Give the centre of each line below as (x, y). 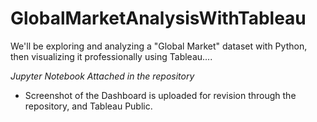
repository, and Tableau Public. (88, 106)
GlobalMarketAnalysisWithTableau (158, 18)
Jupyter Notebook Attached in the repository (102, 76)
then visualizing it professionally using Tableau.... (111, 56)
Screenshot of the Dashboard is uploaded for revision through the (160, 95)
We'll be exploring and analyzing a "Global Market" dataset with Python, (159, 46)
